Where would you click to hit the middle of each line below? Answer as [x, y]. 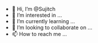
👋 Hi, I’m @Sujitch [34, 9]
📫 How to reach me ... [39, 34]
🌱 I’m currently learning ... [43, 21]
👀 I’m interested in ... [37, 15]
